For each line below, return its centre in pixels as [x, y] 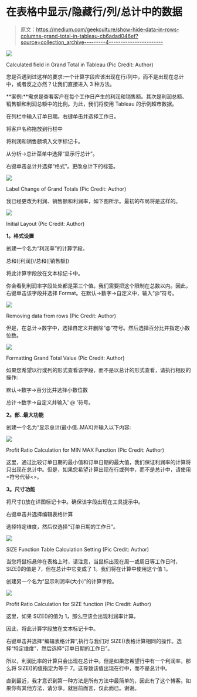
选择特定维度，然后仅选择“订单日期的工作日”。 [62, 526]
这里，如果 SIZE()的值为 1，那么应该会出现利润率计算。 [72, 616]
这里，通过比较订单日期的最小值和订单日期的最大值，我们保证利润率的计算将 [98, 462]
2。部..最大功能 [25, 415]
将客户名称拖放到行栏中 [34, 128]
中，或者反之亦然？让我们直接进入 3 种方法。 [61, 84]
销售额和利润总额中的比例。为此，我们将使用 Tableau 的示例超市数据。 [92, 104]
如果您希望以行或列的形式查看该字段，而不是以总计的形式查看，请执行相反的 [98, 370]
